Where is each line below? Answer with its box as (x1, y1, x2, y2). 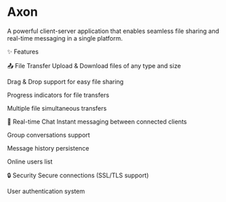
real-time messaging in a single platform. (7, 34, 123, 42)
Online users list (7, 157, 53, 166)
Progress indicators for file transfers (7, 91, 110, 99)
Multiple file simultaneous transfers (7, 104, 107, 112)
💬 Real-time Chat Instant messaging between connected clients (7, 117, 188, 126)
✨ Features (7, 47, 39, 56)
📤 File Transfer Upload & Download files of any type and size (7, 61, 181, 69)
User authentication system (7, 187, 85, 195)
